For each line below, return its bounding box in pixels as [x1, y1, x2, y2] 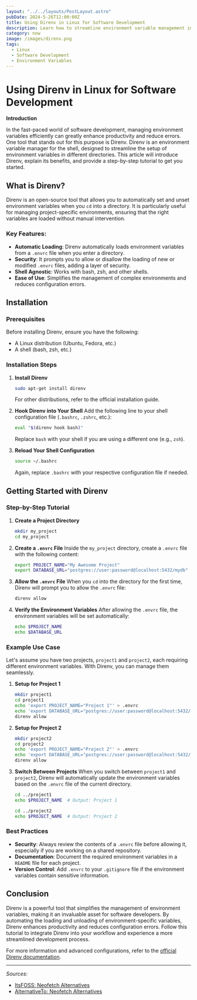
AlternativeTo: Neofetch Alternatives [14, 988, 103, 995]
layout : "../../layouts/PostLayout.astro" [6, 8, 111, 15]
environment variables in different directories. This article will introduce [6, 151, 178, 159]
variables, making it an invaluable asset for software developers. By [6, 911, 169, 918]
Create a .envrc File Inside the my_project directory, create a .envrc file [14, 544, 188, 551]
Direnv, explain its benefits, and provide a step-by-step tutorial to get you [6, 157, 183, 164]
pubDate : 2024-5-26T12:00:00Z [6, 14, 80, 20]
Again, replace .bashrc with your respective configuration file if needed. [14, 469, 189, 476]
